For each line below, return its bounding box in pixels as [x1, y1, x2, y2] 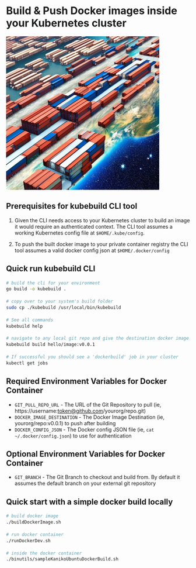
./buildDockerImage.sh [6, 519, 61, 525]
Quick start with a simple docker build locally [6, 497, 173, 507]
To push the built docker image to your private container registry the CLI [14, 240, 188, 247]
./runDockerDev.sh [6, 538, 51, 543]
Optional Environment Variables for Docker [6, 449, 165, 459]
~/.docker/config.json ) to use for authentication [14, 432, 132, 439]
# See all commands [6, 317, 54, 323]
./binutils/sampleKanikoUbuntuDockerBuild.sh [6, 556, 118, 562]
